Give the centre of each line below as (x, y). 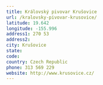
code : (13, 56)
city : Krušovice (26, 45)
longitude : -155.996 (32, 28)
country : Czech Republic (37, 62)
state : (14, 51)
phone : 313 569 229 (30, 67)
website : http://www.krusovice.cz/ (50, 73)
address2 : (18, 40)
